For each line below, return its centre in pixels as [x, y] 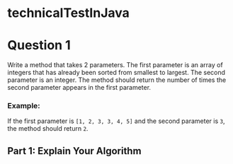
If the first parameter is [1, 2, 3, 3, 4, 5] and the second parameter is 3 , [116, 121]
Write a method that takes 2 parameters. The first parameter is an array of [115, 65]
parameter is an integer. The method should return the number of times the [117, 80]
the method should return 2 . [48, 129]
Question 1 [39, 46]
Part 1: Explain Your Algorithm [74, 151]
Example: [24, 106]
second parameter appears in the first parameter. [79, 88]
